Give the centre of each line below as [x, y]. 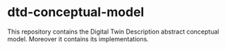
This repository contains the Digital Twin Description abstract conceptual [113, 31]
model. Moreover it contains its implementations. [78, 38]
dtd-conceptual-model [76, 12]
